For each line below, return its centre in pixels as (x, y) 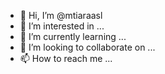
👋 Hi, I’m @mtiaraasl (61, 15)
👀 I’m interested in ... (62, 26)
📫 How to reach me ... (66, 58)
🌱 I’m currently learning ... (73, 36)
